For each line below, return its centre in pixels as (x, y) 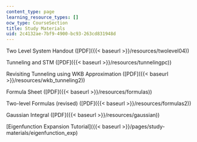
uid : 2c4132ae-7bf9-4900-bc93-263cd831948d (61, 34)
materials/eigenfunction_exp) (42, 133)
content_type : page (30, 12)
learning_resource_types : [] (42, 17)
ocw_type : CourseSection (37, 23)
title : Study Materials (36, 28)
